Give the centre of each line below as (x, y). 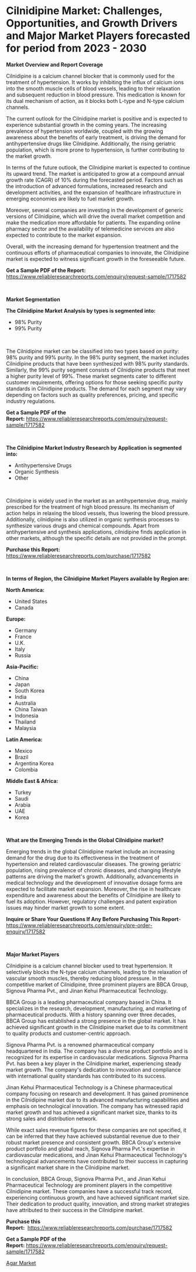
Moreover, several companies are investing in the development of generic (95, 210)
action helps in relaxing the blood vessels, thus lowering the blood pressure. (98, 513)
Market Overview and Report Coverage (55, 64)
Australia (25, 703)
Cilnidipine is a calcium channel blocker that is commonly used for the (90, 76)
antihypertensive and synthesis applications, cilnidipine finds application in (96, 532)
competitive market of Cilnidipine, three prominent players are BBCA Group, (97, 984)
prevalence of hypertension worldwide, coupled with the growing (85, 131)
